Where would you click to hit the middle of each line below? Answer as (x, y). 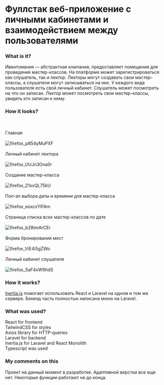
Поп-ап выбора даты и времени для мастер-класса (60, 196)
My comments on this (32, 361)
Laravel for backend (26, 338)
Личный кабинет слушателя (35, 259)
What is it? (18, 56)
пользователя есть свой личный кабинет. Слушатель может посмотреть (82, 88)
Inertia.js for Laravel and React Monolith (46, 343)
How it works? (23, 282)
